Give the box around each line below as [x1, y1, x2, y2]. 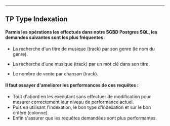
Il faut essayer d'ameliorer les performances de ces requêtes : [5, 82, 139, 89]
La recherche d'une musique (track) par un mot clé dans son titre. [12, 61, 150, 67]
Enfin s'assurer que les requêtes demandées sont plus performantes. [12, 115, 157, 121]
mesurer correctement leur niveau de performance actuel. [12, 99, 134, 105]
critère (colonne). [12, 109, 49, 115]
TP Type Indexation [5, 15, 68, 23]
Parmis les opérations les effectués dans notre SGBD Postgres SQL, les [5, 29, 158, 35]
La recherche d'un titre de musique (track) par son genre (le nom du [12, 46, 155, 52]
